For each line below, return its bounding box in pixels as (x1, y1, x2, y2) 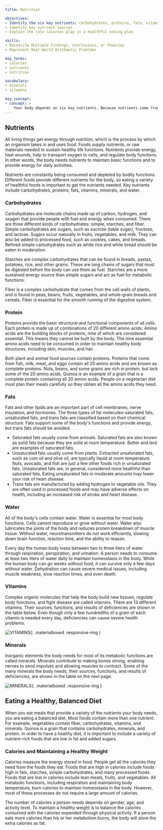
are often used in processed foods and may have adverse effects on (12, 486, 149, 492)
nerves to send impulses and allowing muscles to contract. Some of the (5, 663, 148, 669)
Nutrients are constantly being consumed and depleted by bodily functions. (5, 172, 156, 178)
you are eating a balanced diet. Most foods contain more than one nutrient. (5, 715, 155, 721)
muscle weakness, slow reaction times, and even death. (5, 571, 117, 577)
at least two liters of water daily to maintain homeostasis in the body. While (5, 555, 155, 561)
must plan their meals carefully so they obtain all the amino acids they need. (5, 381, 157, 387)
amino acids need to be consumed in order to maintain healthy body (5, 341, 142, 347)
